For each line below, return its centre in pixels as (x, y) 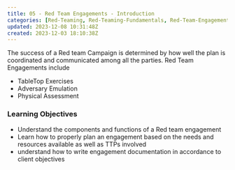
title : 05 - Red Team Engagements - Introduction (81, 14)
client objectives (41, 159)
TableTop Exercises (45, 82)
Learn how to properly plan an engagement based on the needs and (115, 137)
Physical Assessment (48, 96)
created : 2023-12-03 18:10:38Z (53, 33)
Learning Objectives (43, 114)
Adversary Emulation (48, 88)
